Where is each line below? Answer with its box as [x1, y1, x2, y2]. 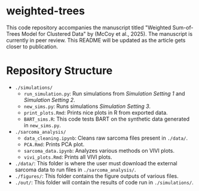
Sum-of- [172, 24, 194, 31]
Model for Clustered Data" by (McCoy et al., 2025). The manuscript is [21, 30, 193, 37]
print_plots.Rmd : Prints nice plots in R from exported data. [23, 109, 169, 116]
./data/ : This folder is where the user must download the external [14, 159, 177, 167]
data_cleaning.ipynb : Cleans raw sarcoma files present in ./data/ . [23, 134, 188, 141]
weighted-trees [6, 4, 85, 18]
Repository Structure [6, 64, 113, 78]
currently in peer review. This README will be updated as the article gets [6, 36, 186, 44]
